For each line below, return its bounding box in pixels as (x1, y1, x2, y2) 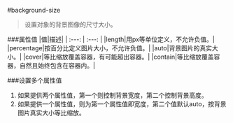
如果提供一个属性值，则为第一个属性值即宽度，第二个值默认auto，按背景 (17, 100, 227, 108)
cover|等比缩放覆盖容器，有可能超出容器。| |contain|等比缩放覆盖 (25, 52, 215, 61)
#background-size (7, 6, 61, 14)
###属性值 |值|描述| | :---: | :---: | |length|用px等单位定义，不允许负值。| (7, 35, 215, 43)
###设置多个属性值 (7, 76, 62, 85)
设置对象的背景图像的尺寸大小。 (24, 20, 117, 29)
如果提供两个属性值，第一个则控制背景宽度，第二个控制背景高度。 (17, 91, 208, 99)
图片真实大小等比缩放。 (17, 108, 85, 117)
